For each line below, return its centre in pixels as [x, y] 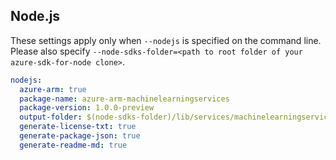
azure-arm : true [53, 89]
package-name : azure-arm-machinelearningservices [124, 99]
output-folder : [51, 117]
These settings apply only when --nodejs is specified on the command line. [166, 40]
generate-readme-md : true [73, 145]
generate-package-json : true [80, 136]
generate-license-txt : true [78, 127]
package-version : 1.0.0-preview [87, 108]
